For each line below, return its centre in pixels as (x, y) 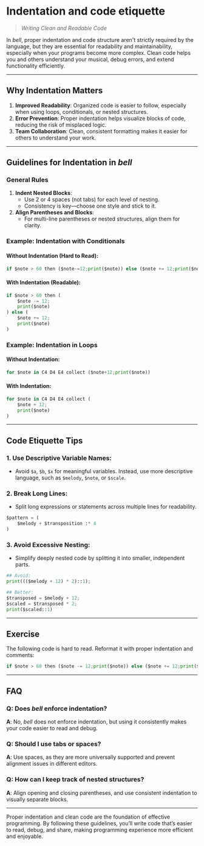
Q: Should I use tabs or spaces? (54, 744)
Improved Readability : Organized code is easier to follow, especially (100, 105)
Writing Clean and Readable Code (64, 28)
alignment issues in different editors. (52, 764)
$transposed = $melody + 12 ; (43, 598)
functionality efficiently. (36, 66)
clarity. (32, 225)
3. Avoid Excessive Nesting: (48, 545)
